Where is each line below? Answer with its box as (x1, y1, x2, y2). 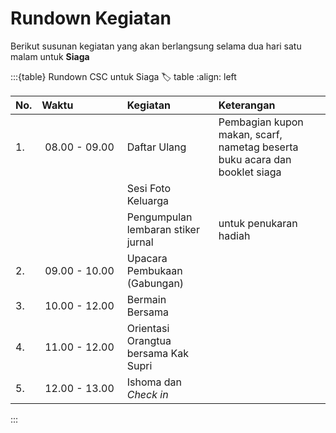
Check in (126, 387, 169, 401)
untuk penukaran (218, 216, 298, 230)
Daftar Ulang (126, 140, 187, 154)
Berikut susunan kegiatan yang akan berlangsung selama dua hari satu (10, 40, 302, 52)
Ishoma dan (126, 375, 183, 389)
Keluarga (126, 193, 170, 207)
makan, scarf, (218, 127, 283, 141)
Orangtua (126, 333, 172, 347)
